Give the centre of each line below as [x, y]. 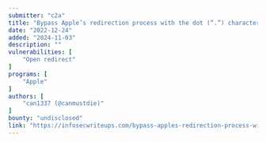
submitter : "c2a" [37, 15]
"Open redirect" [49, 60]
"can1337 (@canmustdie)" [63, 103]
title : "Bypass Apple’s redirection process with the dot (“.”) [116, 23]
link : [17, 125]
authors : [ [26, 96]
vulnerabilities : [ [40, 52]
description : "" [35, 45]
